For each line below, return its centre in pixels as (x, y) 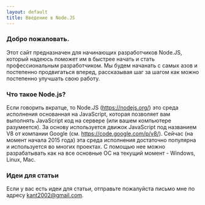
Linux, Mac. (21, 160)
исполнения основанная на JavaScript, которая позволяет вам (88, 114)
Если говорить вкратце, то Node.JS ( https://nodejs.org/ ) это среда (92, 108)
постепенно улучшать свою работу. (53, 78)
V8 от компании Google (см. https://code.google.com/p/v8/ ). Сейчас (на (100, 134)
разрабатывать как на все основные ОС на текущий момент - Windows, (101, 153)
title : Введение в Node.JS (41, 18)
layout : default (27, 12)
